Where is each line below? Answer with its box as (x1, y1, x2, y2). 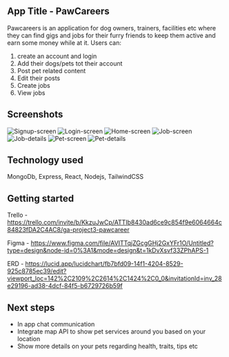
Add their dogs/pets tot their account (17, 59, 123, 68)
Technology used (7, 155, 84, 166)
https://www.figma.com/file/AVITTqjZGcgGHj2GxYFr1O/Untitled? (30, 239, 214, 247)
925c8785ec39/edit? (7, 267, 67, 276)
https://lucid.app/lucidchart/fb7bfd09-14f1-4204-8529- (25, 260, 184, 268)
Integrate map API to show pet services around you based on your (17, 327, 206, 336)
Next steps (7, 302, 55, 313)
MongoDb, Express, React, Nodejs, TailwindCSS (7, 173, 143, 181)
